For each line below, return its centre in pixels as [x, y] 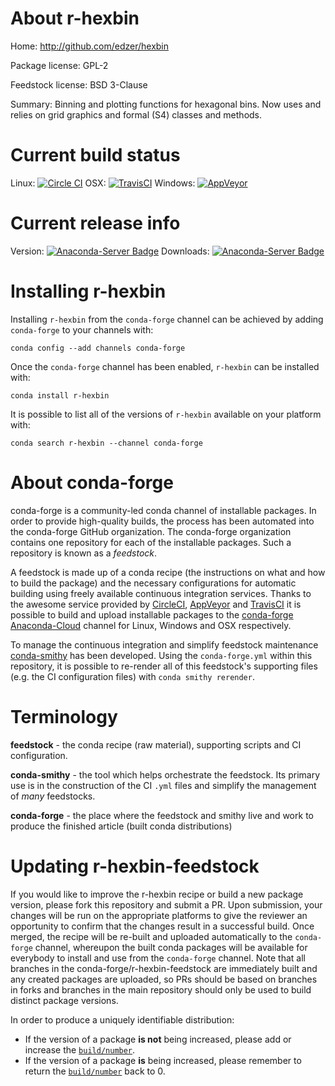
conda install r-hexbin [60, 395]
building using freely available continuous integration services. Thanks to [161, 593]
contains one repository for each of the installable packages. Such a [151, 542]
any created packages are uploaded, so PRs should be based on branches [164, 979]
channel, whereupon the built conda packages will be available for [171, 947]
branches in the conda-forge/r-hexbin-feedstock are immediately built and [164, 968]
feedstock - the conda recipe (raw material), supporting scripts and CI [156, 744]
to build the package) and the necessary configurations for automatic [153, 583]
